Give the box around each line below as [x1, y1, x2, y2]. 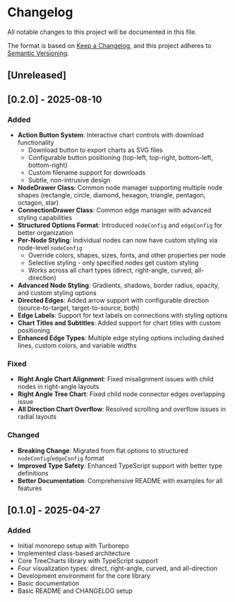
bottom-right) [28, 161, 68, 170]
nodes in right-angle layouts [17, 383, 100, 391]
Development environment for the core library [17, 572, 151, 580]
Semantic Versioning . [7, 49, 69, 57]
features [17, 484, 42, 492]
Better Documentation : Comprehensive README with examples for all [17, 476, 223, 485]
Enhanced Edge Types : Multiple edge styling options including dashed [17, 334, 224, 342]
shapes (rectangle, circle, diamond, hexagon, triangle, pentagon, [17, 191, 206, 199]
